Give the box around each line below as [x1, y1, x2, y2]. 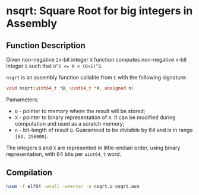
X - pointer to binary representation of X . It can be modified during [14, 114, 176, 121]
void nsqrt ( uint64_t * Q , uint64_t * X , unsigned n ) [6, 85, 134, 91]
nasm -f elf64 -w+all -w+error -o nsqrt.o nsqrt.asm [6, 183, 140, 189]
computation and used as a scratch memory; [14, 120, 125, 127]
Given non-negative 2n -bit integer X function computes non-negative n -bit [6, 56, 187, 63]
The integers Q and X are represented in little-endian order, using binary [6, 144, 181, 151]
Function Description [6, 40, 86, 50]
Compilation [6, 168, 52, 178]
